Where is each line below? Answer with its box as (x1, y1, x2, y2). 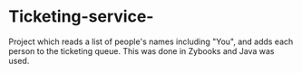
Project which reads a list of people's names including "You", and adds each (8, 36, 294, 47)
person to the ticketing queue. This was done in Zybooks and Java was (8, 45, 275, 56)
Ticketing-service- (8, 6, 154, 27)
